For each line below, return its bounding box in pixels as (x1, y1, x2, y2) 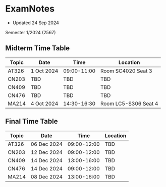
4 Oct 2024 (30, 100, 59, 107)
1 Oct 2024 (30, 67, 59, 74)
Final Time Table (5, 117, 58, 126)
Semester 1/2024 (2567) (5, 29, 56, 35)
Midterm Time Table (5, 44, 70, 53)
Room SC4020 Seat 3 (100, 67, 152, 74)
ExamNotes (5, 3, 54, 15)
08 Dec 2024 (30, 173, 63, 180)
